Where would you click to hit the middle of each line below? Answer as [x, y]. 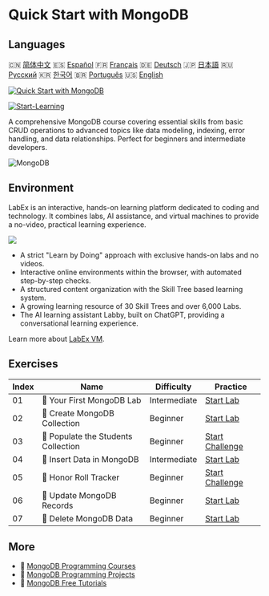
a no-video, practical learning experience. [77, 224]
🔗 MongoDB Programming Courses [78, 566]
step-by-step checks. [55, 280]
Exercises [33, 364]
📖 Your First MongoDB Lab [92, 400]
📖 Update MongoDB [79, 495]
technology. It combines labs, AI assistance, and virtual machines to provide [134, 216]
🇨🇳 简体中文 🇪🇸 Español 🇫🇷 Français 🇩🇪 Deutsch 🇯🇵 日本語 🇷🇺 [121, 65]
